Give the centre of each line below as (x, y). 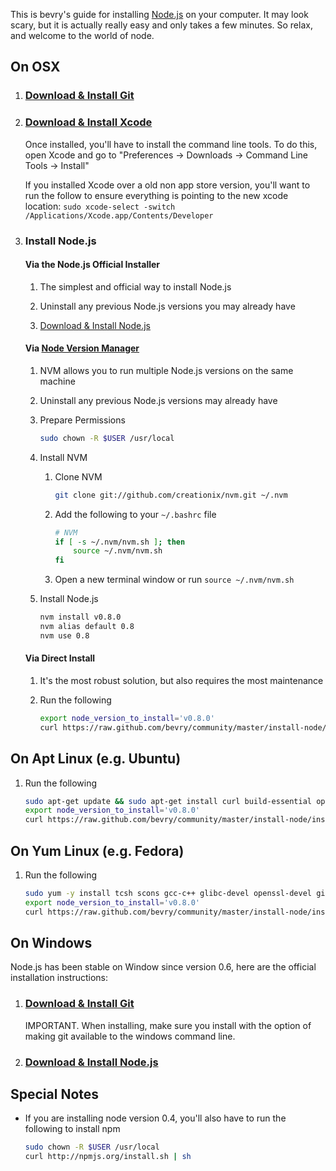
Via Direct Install (60, 658)
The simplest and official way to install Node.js (135, 286)
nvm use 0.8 (64, 635)
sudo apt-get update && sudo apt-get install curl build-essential (168, 801)
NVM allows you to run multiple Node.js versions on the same (166, 370)
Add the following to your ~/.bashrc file (135, 514)
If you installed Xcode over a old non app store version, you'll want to (167, 185)
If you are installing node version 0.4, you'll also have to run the (155, 1118)
